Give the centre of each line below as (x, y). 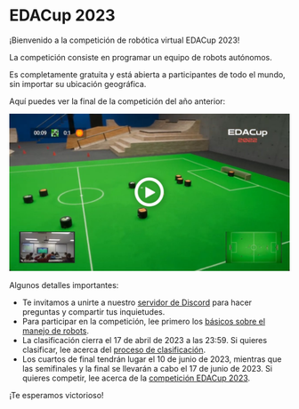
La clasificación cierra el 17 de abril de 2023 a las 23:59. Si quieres (145, 341)
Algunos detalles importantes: (64, 285)
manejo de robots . (56, 331)
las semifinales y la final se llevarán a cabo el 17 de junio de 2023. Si (147, 369)
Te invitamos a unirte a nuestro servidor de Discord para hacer (137, 302)
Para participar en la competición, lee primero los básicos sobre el (143, 322)
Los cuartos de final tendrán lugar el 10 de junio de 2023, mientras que (152, 359)
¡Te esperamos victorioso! (57, 396)
